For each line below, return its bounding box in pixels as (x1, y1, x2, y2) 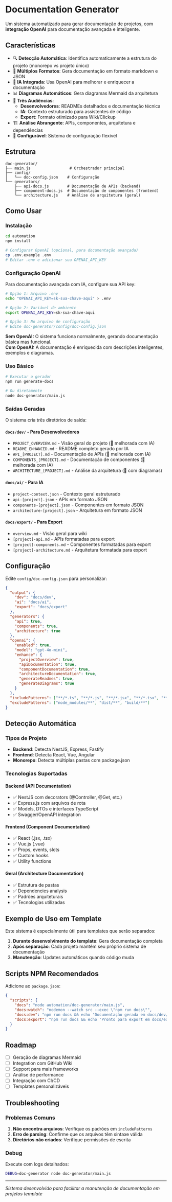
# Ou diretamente (5, 388, 42, 394)
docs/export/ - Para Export (5, 519, 63, 525)
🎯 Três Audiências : (12, 97, 54, 103)
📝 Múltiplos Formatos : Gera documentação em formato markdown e (12, 68, 158, 74)
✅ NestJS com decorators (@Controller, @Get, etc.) (12, 794, 122, 801)
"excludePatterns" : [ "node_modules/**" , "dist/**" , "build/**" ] (10, 700, 150, 705)
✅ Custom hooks (12, 853, 49, 859)
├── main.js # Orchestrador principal (5, 166, 125, 171)
